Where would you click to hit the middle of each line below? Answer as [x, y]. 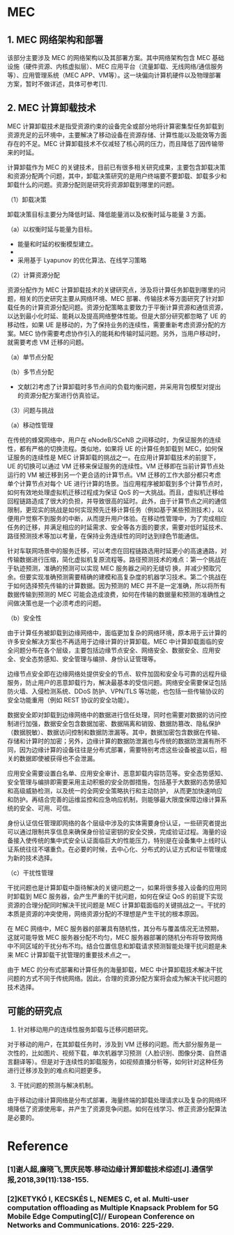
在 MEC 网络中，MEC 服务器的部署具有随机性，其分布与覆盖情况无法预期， [115, 929]
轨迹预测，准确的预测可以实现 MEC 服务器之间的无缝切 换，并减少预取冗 [117, 568]
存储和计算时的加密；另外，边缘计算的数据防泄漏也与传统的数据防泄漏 [108, 741]
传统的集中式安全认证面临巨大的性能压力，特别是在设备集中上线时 [126, 840]
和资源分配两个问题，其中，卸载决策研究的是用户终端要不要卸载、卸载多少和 [117, 176]
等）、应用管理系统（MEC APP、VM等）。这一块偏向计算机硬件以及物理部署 [114, 75]
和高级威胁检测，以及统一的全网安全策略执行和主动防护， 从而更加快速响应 [115, 790]
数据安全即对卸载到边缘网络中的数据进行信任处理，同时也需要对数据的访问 [114, 715]
